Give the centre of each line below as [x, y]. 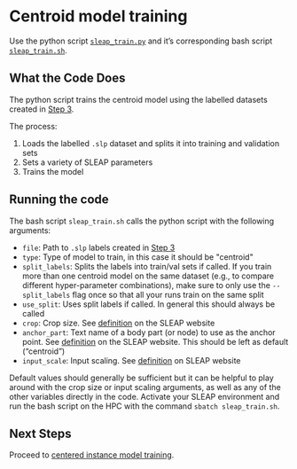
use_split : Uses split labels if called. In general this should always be [148, 304]
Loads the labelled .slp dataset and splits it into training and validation [151, 143]
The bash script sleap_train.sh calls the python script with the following [142, 221]
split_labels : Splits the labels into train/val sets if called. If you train [147, 266]
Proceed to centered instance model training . [92, 455]
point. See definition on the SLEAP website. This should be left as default [155, 341]
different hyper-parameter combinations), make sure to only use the [146, 285]
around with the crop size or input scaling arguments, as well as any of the [145, 387]
